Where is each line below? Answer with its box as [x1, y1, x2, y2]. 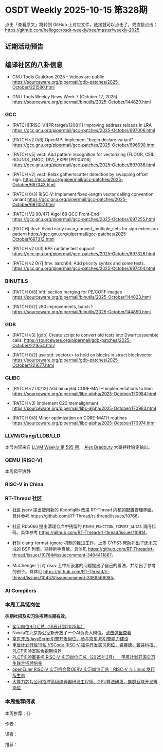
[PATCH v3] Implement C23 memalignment [12, 400, 99, 406]
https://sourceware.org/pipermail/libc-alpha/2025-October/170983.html [12, 405, 157, 411]
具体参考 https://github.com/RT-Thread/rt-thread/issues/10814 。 [20, 530, 150, 535]
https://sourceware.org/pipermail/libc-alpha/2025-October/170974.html [12, 420, 156, 426]
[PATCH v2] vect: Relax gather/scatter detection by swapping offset [12, 172, 148, 177]
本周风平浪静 [5, 468, 31, 474]
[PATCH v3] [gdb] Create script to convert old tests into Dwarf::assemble [12, 332, 159, 338]
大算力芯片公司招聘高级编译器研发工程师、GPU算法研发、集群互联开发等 [12, 679, 158, 685]
